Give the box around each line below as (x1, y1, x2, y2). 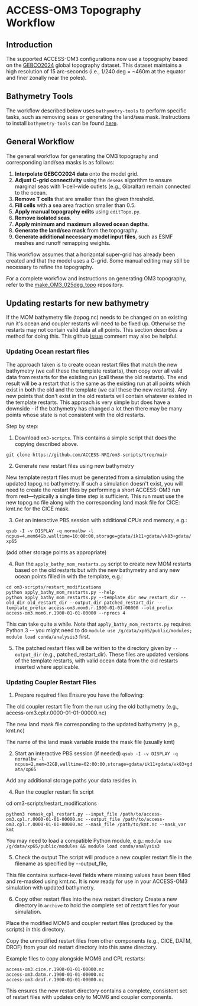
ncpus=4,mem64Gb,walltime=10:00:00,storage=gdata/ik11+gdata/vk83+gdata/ (6, 533, 192, 539)
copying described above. (14, 440, 79, 447)
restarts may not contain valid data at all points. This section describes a (6, 326, 183, 334)
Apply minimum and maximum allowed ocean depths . (14, 220, 150, 228)
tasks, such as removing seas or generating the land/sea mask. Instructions (6, 113, 190, 120)
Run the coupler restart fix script (14, 788, 94, 795)
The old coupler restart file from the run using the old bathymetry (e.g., (6, 703, 179, 710)
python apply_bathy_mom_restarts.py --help (6, 589, 115, 595)
